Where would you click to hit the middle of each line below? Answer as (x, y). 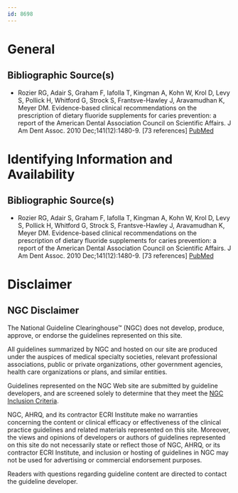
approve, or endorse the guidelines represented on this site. (95, 335)
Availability (41, 174)
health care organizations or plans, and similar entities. (87, 372)
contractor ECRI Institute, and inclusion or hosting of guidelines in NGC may (118, 452)
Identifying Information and (90, 159)
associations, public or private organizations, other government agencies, (115, 364)
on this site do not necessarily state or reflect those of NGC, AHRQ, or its (114, 445)
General (31, 49)
